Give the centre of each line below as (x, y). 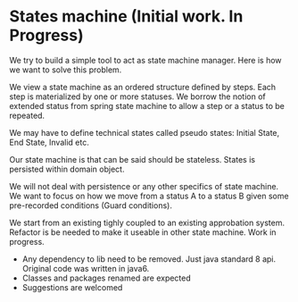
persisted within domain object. (67, 169)
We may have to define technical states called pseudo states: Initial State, (145, 132)
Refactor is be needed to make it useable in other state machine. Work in (143, 232)
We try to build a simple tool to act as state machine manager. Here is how (146, 60)
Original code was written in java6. (86, 268)
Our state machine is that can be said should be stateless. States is (132, 159)
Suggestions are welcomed (72, 287)
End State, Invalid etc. (49, 142)
